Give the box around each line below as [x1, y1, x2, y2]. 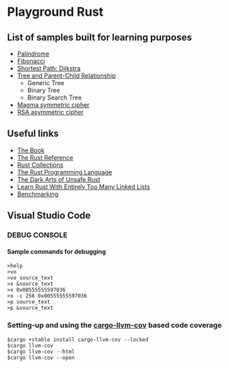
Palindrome [16, 49, 50, 58]
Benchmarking [16, 189, 59, 198]
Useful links [7, 128, 60, 139]
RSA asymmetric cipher [16, 108, 84, 116]
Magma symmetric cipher [16, 101, 90, 108]
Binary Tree [27, 87, 60, 94]
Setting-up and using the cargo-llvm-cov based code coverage [7, 321, 222, 330]
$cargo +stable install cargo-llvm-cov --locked [7, 336, 149, 343]
